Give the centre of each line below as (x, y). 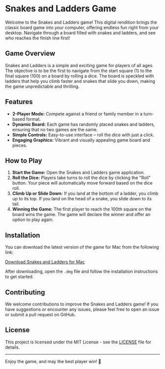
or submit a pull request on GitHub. (41, 314)
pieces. (20, 145)
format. (33, 119)
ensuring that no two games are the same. (55, 129)
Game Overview (30, 54)
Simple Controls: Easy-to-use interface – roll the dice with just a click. (83, 135)
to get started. (19, 277)
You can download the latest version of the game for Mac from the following (82, 247)
